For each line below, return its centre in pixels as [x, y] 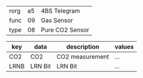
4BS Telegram [61, 11]
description [83, 47]
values [124, 47]
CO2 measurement [83, 57]
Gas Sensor [57, 20]
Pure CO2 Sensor [65, 30]
